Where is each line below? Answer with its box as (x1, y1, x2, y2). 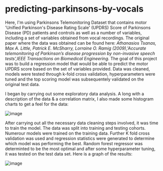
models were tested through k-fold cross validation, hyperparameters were (5, 71, 156, 77)
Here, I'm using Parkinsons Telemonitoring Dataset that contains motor (5, 19, 147, 25)
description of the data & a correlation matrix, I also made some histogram (5, 96, 154, 102)
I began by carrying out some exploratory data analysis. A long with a (5, 91, 145, 97)
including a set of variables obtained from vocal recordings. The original (5, 35, 150, 41)
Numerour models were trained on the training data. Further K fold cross (5, 130, 150, 136)
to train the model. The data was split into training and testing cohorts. (5, 125, 146, 131)
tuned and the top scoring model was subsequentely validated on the (5, 76, 145, 82)
